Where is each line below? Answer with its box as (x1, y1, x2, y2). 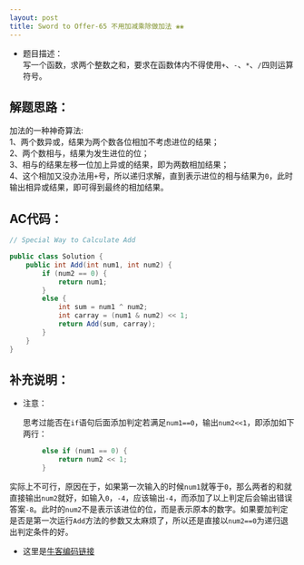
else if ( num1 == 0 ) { (42, 446, 128, 456)
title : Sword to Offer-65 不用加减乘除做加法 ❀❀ (9, 22, 184, 31)
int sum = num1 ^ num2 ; (57, 303, 148, 312)
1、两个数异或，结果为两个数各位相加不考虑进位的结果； (9, 137, 220, 148)
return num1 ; (57, 278, 107, 287)
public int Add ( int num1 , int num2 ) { (25, 260, 172, 269)
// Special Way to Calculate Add (9, 236, 136, 245)
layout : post (9, 13, 59, 23)
